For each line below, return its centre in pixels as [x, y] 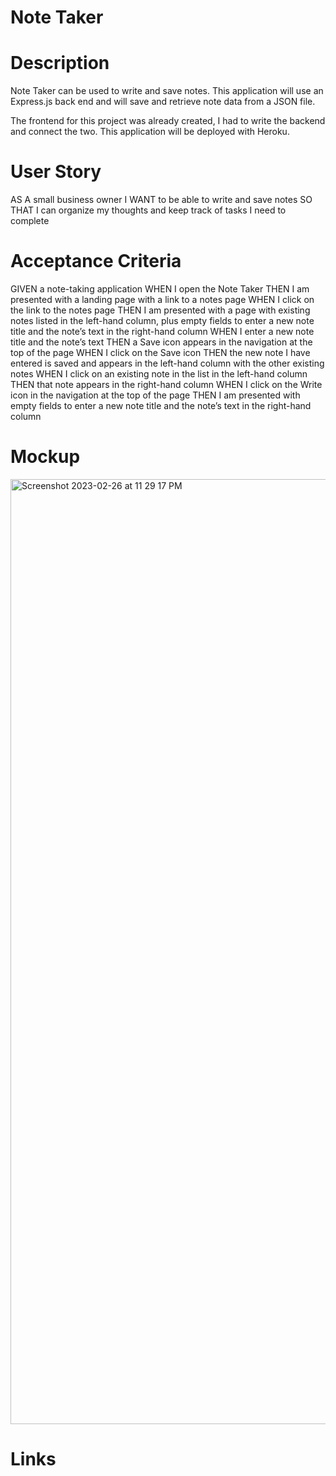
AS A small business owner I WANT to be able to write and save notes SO [161, 200]
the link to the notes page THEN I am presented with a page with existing [160, 310]
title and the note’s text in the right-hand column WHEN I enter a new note [162, 331]
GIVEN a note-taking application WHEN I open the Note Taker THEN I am [160, 289]
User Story [56, 172]
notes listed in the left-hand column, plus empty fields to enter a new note [162, 320]
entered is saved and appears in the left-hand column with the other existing [167, 363]
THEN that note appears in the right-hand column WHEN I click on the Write [166, 384]
